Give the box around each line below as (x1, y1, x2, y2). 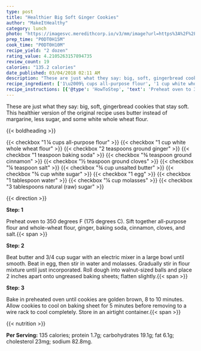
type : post (6, 8, 33, 15)
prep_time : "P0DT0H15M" (6, 36, 66, 42)
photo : (6, 31, 23, 37)
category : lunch (6, 25, 47, 32)
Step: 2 (6, 242, 25, 249)
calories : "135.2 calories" (6, 64, 77, 70)
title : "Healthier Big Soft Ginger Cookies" (6, 14, 119, 20)
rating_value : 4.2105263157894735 (6, 53, 93, 59)
